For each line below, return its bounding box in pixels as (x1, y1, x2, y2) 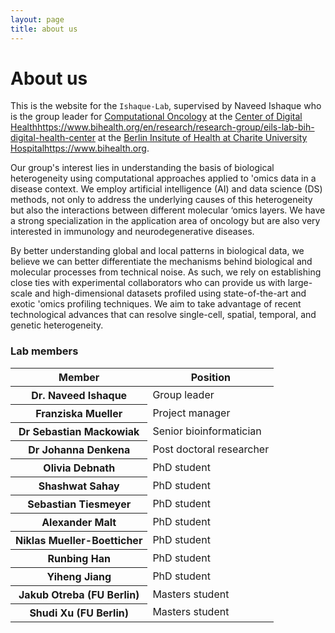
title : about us (10, 24, 78, 34)
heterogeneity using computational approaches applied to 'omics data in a (10, 172, 317, 185)
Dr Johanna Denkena (28, 442, 131, 456)
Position (190, 370, 231, 384)
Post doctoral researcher (152, 442, 270, 456)
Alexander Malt (41, 515, 117, 529)
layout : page (10, 14, 65, 25)
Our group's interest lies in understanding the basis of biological (10, 162, 275, 174)
